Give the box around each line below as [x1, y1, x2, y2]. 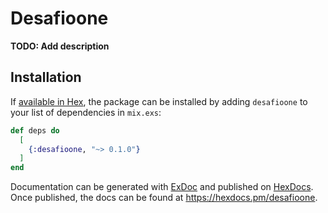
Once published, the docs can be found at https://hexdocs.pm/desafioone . [10, 192, 318, 204]
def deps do [10, 125, 60, 136]
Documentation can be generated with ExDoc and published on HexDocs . [10, 181, 314, 193]
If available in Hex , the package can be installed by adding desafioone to [10, 95, 308, 107]
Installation [10, 69, 82, 86]
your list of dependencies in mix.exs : [10, 106, 162, 118]
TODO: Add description [10, 40, 110, 52]
